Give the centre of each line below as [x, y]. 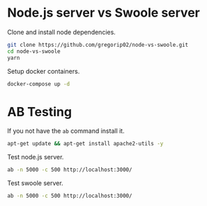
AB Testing [39, 112]
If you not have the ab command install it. [66, 131]
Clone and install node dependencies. [62, 32]
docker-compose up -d [39, 84]
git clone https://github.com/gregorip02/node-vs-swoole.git [98, 45]
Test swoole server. [36, 183]
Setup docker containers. [44, 71]
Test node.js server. [36, 157]
